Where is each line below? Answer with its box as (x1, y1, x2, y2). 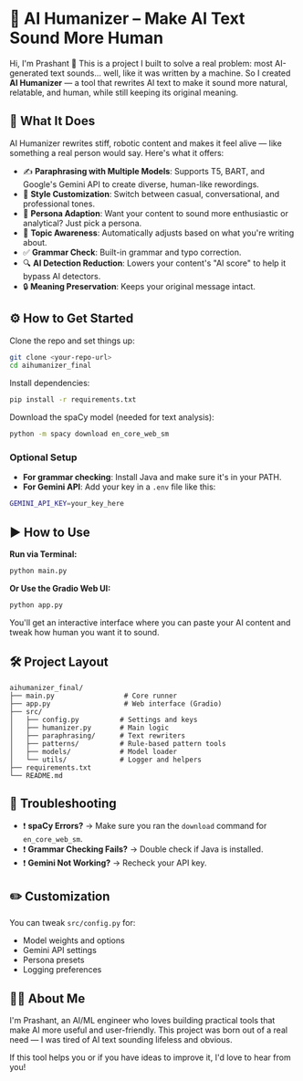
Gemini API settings (22, 945, 98, 956)
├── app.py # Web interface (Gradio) (9, 698, 223, 708)
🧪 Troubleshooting (9, 796, 117, 811)
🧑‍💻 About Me (9, 991, 86, 1006)
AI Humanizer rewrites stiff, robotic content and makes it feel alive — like (9, 137, 283, 149)
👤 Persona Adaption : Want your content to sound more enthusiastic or (22, 207, 289, 218)
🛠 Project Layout (9, 655, 109, 670)
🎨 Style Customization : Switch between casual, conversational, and (22, 188, 280, 199)
